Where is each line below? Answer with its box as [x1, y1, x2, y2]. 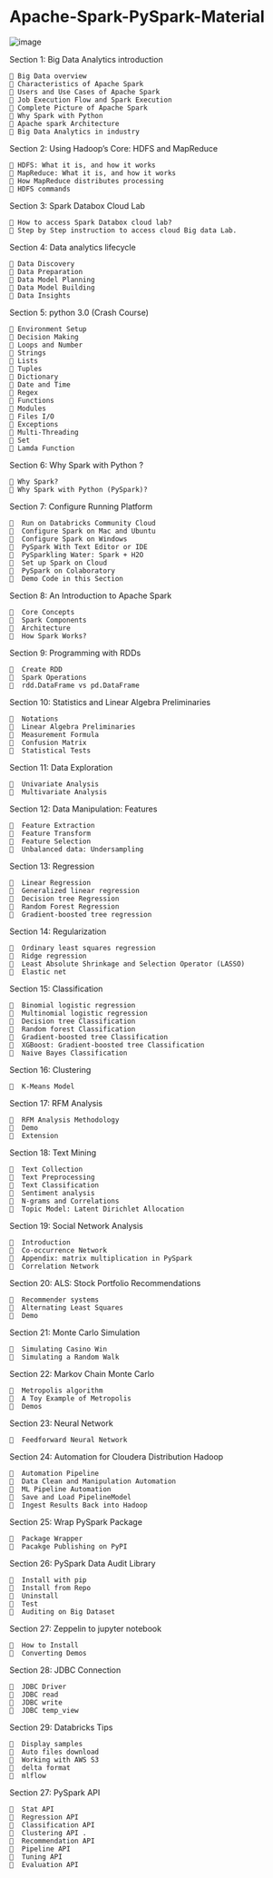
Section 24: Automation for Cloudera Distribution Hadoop [9, 1450, 224, 1462]
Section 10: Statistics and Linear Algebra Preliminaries [9, 696, 211, 707]
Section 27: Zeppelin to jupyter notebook [9, 1623, 161, 1634]
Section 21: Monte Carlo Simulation [9, 1327, 141, 1338]
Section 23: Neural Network [9, 1418, 113, 1429]
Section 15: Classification [9, 983, 103, 994]
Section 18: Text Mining [9, 1146, 97, 1158]
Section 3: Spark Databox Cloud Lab [9, 200, 145, 211]
